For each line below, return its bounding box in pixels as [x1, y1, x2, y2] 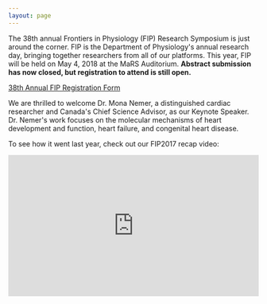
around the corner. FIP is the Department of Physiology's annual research [8, 41, 249, 52]
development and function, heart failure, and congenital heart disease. [8, 123, 239, 133]
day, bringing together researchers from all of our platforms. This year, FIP [8, 50, 252, 60]
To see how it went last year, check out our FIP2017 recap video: [8, 138, 220, 148]
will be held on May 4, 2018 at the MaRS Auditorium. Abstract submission [8, 59, 252, 68]
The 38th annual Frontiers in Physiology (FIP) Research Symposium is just [8, 33, 250, 43]
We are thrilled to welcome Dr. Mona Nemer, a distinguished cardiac [8, 98, 231, 107]
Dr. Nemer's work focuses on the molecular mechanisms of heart [8, 115, 222, 124]
